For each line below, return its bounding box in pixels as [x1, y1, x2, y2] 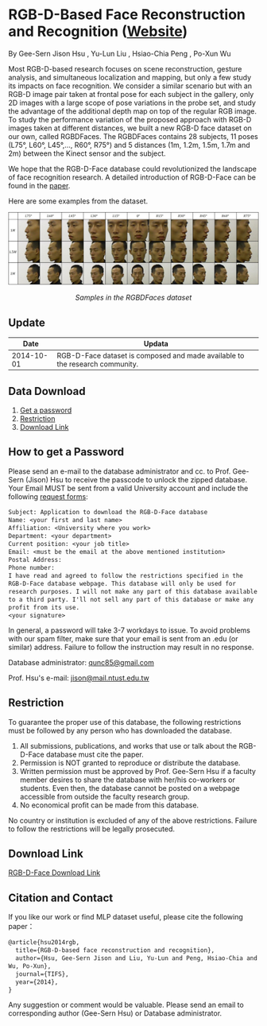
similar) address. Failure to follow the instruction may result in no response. [8, 642, 254, 652]
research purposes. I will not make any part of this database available [8, 587, 258, 595]
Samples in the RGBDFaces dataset [75, 292, 192, 303]
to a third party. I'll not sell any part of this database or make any [8, 595, 254, 603]
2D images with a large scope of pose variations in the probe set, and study [8, 98, 257, 107]
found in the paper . [8, 180, 71, 190]
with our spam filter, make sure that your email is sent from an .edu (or [8, 633, 238, 643]
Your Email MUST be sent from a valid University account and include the [8, 483, 249, 493]
